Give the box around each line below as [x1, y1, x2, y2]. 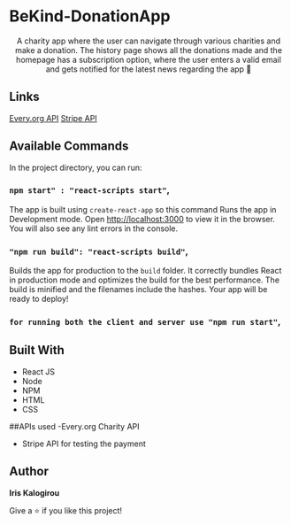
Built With [9, 343, 65, 358]
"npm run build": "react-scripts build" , [9, 245, 188, 258]
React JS [21, 366, 56, 377]
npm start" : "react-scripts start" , [9, 184, 171, 197]
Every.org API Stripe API [9, 112, 97, 123]
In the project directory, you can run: [9, 162, 142, 173]
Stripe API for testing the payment [21, 438, 146, 449]
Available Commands [9, 139, 129, 154]
